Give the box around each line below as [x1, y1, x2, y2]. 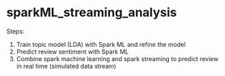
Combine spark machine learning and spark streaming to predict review [16, 54, 219, 62]
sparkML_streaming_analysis [6, 5, 177, 20]
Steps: [6, 27, 25, 35]
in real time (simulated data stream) [16, 62, 117, 70]
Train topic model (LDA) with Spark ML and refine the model [16, 40, 186, 48]
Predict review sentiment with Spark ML [16, 47, 129, 56]
